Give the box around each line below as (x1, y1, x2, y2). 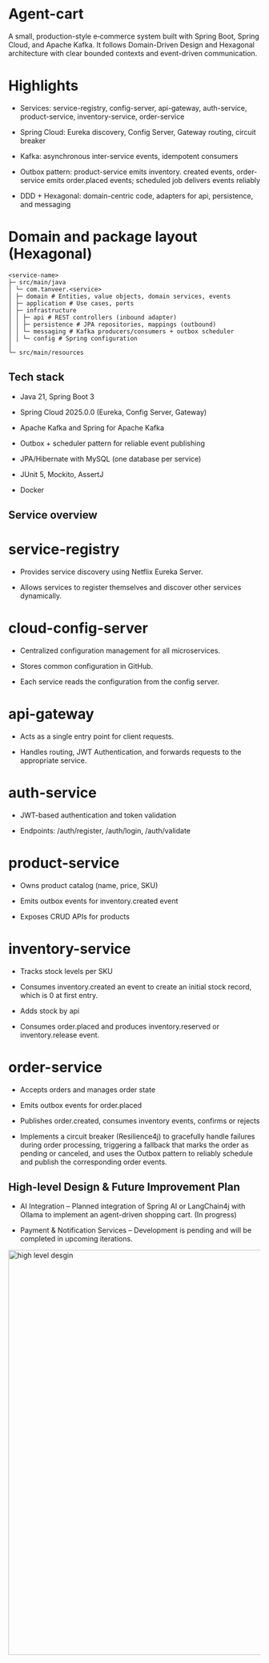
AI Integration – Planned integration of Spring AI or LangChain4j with (19, 1201, 246, 1211)
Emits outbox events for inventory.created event (19, 896, 179, 906)
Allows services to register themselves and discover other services (19, 582, 242, 592)
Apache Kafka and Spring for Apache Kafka (19, 422, 165, 432)
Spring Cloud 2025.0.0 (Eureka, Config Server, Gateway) (19, 407, 207, 417)
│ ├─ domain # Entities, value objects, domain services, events (8, 292, 231, 300)
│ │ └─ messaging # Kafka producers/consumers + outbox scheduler (8, 327, 235, 336)
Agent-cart (8, 5, 84, 23)
